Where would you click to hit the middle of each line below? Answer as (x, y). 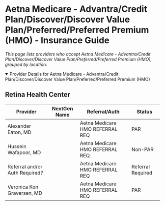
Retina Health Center (38, 95)
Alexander (19, 126)
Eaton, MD (20, 132)
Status (145, 112)
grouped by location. (26, 64)
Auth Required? (25, 173)
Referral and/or (25, 167)
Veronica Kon (23, 187)
